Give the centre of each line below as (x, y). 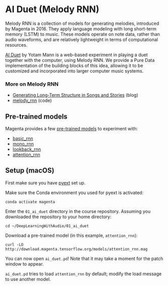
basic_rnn (23, 138)
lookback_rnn (27, 149)
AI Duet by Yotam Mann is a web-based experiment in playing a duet (76, 55)
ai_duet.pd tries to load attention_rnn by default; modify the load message (83, 274)
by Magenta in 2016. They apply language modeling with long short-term (81, 28)
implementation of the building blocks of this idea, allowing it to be (74, 65)
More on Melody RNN (32, 84)
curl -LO (14, 244)
